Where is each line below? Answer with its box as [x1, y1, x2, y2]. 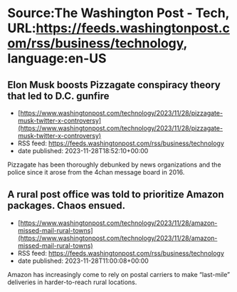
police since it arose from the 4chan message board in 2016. [7, 168, 185, 176]
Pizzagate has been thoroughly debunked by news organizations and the [7, 160, 222, 169]
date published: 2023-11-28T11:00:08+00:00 [17, 256, 149, 265]
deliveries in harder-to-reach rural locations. [7, 278, 137, 286]
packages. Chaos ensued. [7, 199, 126, 212]
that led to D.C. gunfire [7, 90, 110, 102]
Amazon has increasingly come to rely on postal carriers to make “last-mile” [7, 270, 230, 278]
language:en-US [7, 51, 107, 67]
